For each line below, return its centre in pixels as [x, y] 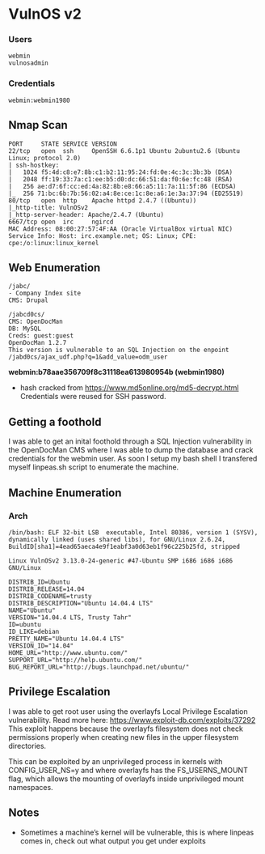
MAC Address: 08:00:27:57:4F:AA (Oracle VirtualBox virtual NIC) [120, 229]
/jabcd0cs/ [27, 315]
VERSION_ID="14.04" [41, 646]
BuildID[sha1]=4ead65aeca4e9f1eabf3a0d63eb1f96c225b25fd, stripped [124, 546]
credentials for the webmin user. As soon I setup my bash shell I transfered [133, 459]
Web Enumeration [55, 268]
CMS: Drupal [28, 300]
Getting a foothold [55, 422]
